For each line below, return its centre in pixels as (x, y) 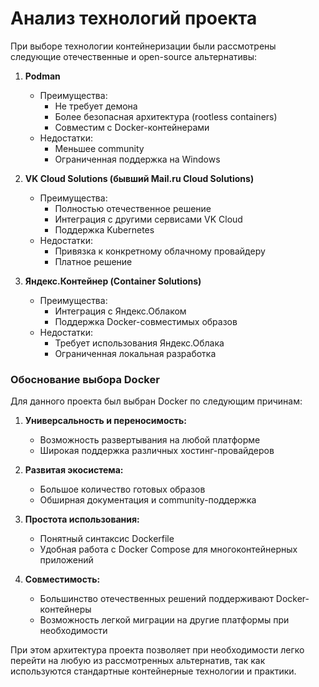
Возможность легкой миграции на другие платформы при (164, 620)
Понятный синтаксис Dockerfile (107, 539)
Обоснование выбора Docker (85, 379)
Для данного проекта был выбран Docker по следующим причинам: (156, 401)
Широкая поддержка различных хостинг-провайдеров (157, 451)
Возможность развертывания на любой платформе (150, 440)
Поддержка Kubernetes (104, 229)
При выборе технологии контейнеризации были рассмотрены (143, 46)
